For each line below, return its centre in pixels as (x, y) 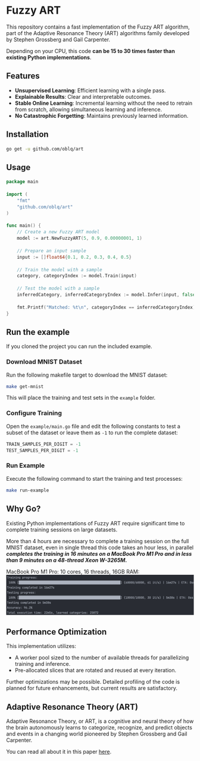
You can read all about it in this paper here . (59, 752)
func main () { (24, 226)
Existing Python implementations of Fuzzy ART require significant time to (96, 523)
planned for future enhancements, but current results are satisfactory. (92, 688)
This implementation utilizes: (41, 646)
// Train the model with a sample (60, 270)
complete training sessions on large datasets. (62, 530)
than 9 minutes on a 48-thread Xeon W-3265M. (67, 560)
